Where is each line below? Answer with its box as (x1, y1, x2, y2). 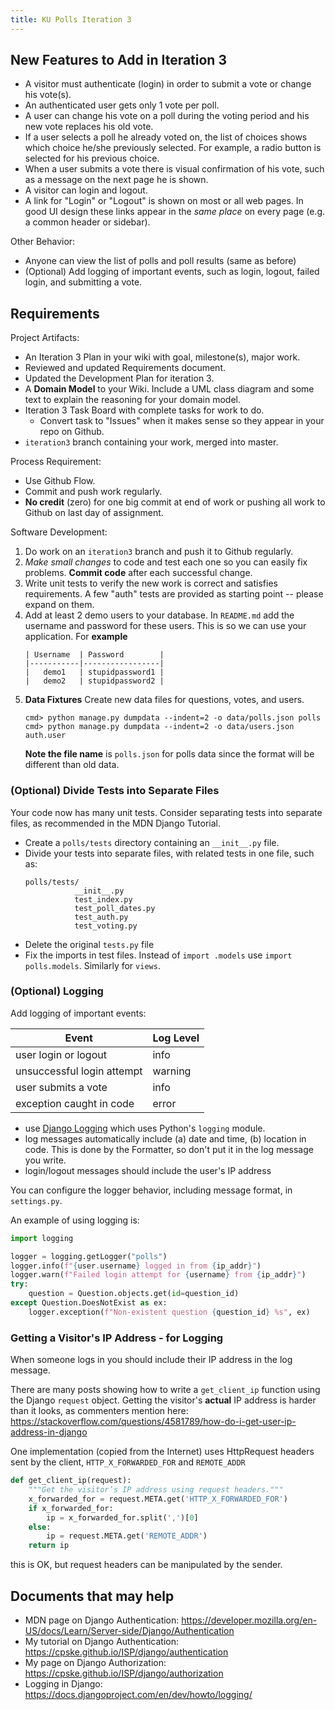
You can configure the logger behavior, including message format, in (10, 1184, 293, 1196)
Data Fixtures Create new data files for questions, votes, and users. (24, 694, 305, 706)
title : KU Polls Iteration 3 (10, 14, 132, 25)
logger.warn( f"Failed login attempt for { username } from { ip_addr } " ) (10, 1270, 307, 1280)
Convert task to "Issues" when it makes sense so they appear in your (39, 415, 325, 427)
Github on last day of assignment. (24, 507, 164, 519)
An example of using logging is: (10, 1214, 140, 1226)
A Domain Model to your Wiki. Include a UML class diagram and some (24, 383, 315, 395)
